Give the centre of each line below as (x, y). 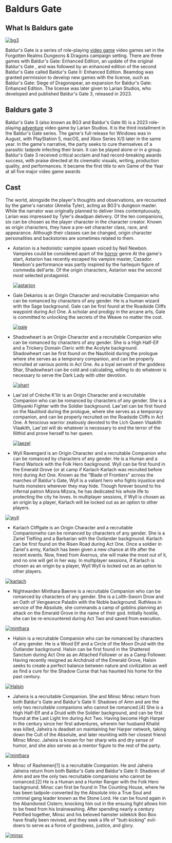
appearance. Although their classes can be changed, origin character (79, 233)
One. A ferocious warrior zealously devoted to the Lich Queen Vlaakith (87, 422)
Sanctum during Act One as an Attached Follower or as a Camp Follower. (90, 655)
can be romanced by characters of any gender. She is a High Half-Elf (86, 342)
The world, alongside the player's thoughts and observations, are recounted (86, 200)
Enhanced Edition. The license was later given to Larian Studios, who (78, 88)
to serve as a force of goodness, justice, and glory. (80, 825)
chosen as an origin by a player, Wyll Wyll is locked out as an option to (87, 566)
